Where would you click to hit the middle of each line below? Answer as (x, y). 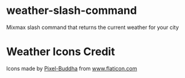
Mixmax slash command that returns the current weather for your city (92, 27)
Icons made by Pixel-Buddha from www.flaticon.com (72, 68)
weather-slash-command (72, 11)
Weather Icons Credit (61, 52)
